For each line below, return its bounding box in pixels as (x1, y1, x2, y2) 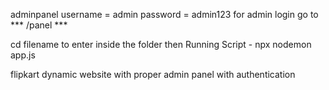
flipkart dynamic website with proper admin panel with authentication (10, 69, 296, 80)
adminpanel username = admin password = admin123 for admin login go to (10, 9, 319, 20)
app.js (10, 49, 36, 61)
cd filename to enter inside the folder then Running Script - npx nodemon (10, 39, 312, 50)
